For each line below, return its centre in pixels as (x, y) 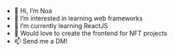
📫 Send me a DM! (41, 41)
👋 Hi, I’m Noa (33, 11)
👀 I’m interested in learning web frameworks (78, 18)
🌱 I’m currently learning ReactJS (61, 26)
